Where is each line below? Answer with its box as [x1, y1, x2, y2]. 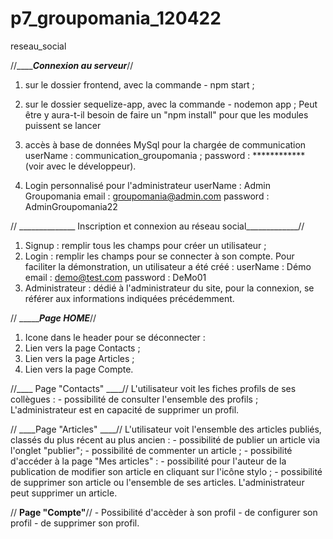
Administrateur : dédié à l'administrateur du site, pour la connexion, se [24, 282, 315, 294]
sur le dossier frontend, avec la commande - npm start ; [24, 78, 255, 91]
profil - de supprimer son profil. [10, 517, 140, 529]
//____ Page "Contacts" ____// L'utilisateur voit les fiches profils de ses [10, 382, 297, 394]
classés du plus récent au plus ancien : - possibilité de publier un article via [10, 433, 320, 446]
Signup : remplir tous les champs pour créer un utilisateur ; [24, 239, 267, 251]
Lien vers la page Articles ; [24, 352, 135, 364]
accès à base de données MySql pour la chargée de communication [24, 138, 307, 151]
